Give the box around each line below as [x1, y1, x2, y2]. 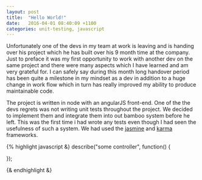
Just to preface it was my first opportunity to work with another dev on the [6, 55, 193, 62]
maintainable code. [6, 87, 55, 95]
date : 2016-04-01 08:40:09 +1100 [6, 20, 97, 26]
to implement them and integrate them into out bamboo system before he [6, 112, 190, 119]
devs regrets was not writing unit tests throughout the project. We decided [6, 105, 193, 113]
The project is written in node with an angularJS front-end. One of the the [6, 99, 190, 107]
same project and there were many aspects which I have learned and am [6, 62, 189, 69]
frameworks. [6, 132, 38, 139]
